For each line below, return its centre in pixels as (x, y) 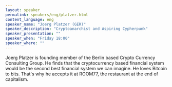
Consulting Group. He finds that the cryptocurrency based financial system (85, 63)
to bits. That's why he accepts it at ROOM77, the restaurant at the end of (82, 74)
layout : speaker (23, 10)
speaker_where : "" (25, 43)
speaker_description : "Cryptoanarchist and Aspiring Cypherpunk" (77, 29)
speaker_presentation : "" (33, 34)
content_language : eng (30, 19)
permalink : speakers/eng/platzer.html (47, 15)
